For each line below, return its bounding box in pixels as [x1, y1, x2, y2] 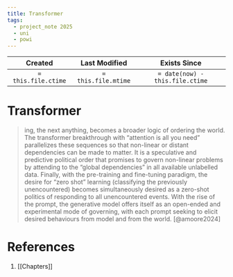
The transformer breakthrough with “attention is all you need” [24, 134, 200, 142]
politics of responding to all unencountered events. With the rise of [24, 193, 216, 201]
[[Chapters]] [17, 262, 53, 270]
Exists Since [159, 58, 202, 68]
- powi [13, 36, 33, 43]
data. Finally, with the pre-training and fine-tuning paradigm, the [24, 171, 208, 179]
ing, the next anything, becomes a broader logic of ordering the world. [24, 126, 225, 134]
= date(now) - [157, 70, 205, 78]
